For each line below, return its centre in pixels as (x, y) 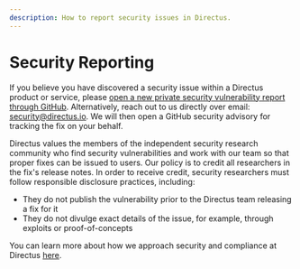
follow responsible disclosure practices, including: (102, 181)
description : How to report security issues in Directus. (120, 18)
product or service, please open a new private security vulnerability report (147, 97)
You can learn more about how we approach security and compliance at (143, 246)
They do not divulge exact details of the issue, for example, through (148, 218)
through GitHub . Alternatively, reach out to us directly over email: (130, 107)
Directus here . (36, 255)
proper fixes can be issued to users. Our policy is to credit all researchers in (150, 162)
